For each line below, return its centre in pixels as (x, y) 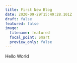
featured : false (22, 24)
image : (12, 28)
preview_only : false (31, 42)
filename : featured (30, 33)
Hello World (17, 56)
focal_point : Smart (30, 38)
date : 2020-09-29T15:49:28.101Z (38, 14)
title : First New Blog (29, 10)
